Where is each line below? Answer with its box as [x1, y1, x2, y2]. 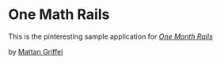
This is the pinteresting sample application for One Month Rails [8, 32, 213, 41]
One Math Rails [8, 6, 110, 24]
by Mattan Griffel [8, 47, 63, 56]
